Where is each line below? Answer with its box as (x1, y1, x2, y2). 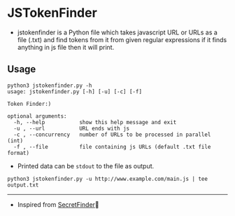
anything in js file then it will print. (17, 43, 115, 51)
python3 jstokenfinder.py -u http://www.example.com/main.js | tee (7, 175, 208, 182)
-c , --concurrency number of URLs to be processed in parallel (13, 131, 211, 138)
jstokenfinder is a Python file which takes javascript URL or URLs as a (17, 28, 218, 36)
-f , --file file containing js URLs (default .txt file (13, 143, 211, 150)
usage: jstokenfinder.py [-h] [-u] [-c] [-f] (7, 88, 142, 95)
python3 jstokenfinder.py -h (7, 82, 92, 89)
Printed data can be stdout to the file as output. (17, 161, 155, 170)
